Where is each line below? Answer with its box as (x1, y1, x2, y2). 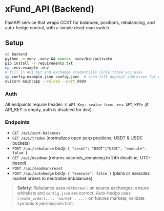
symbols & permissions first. (17, 201, 74, 207)
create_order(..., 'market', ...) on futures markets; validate (17, 195, 145, 201)
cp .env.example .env (5, 65, 49, 70)
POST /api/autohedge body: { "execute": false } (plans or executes (12, 171, 150, 176)
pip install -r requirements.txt (5, 61, 73, 66)
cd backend (5, 52, 27, 57)
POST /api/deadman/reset (12, 166, 63, 171)
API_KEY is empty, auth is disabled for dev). (5, 107, 93, 113)
